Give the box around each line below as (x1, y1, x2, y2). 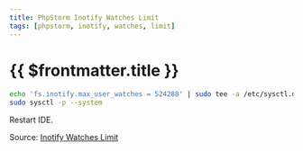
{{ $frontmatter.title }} (9, 60, 179, 81)
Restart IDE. (9, 114, 54, 126)
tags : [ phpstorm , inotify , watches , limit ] (9, 22, 176, 31)
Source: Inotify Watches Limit (9, 132, 119, 143)
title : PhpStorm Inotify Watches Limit (9, 13, 160, 22)
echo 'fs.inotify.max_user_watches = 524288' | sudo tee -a (9, 90, 241, 99)
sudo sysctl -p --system (9, 98, 103, 108)
